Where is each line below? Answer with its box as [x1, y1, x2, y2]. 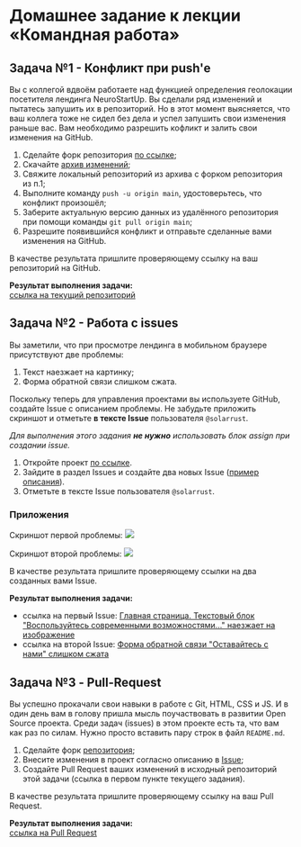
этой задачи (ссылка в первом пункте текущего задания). [22, 773, 245, 784]
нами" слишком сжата [22, 649, 110, 660]
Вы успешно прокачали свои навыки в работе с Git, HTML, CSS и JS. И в [9, 698, 289, 709]
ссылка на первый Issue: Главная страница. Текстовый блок [22, 610, 255, 621]
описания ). [22, 476, 66, 487]
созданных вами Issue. [9, 575, 97, 586]
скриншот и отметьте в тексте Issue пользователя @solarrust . [9, 412, 249, 423]
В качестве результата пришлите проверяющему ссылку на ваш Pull [9, 790, 274, 801]
